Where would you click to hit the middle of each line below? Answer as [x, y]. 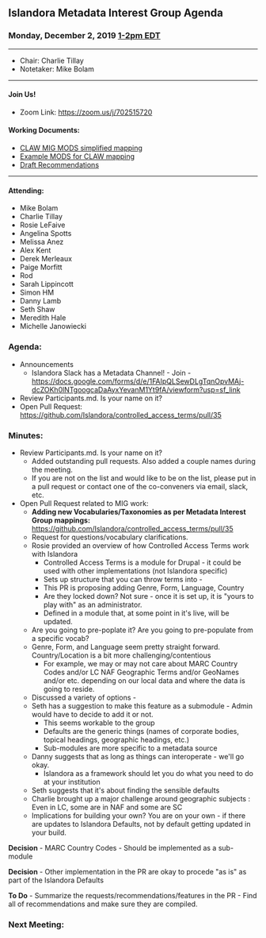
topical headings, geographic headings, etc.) [116, 739]
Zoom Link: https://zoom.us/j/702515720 [86, 112]
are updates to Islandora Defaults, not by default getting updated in [141, 824]
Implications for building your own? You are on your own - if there [139, 815]
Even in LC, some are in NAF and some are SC [107, 807]
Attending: [26, 191]
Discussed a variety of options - [84, 697]
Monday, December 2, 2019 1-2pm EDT [84, 36]
